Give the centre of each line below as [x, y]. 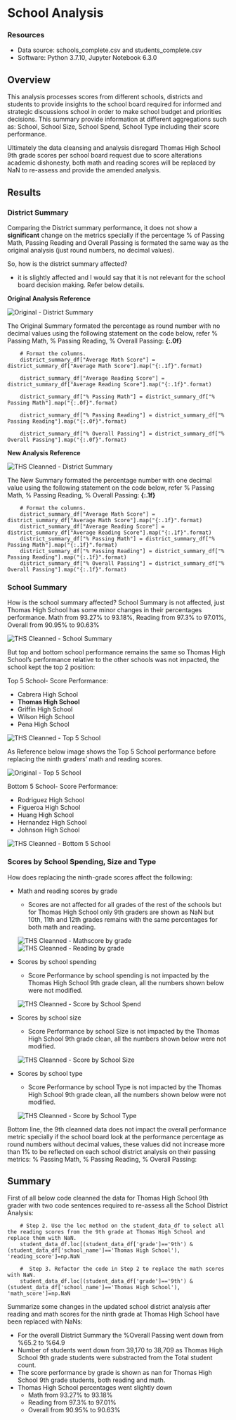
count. [27, 1365]
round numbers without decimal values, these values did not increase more [116, 1144]
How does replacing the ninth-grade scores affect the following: [100, 877]
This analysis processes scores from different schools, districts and [105, 97]
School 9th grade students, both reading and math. [91, 1380]
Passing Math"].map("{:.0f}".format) [63, 402]
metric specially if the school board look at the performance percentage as [116, 1136]
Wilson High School [46, 717]
